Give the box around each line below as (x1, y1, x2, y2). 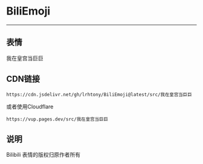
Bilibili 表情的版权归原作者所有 (6, 151, 81, 159)
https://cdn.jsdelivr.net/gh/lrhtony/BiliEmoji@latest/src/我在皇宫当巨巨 (6, 91, 192, 97)
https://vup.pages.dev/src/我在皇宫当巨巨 (6, 116, 109, 122)
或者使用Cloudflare (6, 103, 54, 110)
